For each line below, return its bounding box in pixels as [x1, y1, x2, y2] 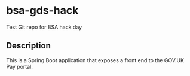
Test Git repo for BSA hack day [6, 23, 82, 31]
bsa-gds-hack [6, 4, 79, 17]
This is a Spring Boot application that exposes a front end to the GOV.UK [6, 56, 184, 63]
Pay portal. [6, 63, 33, 70]
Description [6, 41, 51, 51]
